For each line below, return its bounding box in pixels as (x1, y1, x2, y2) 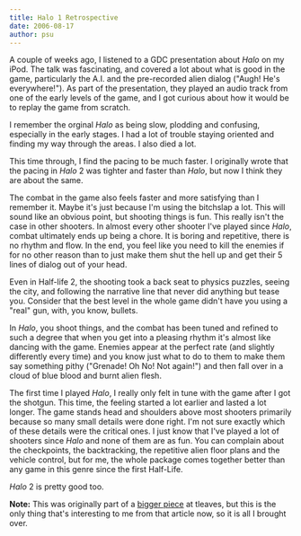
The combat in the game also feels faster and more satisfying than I (9, 192, 260, 203)
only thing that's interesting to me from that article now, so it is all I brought (9, 508, 287, 519)
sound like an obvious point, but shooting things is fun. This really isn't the (9, 212, 285, 223)
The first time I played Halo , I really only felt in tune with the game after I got (9, 388, 291, 399)
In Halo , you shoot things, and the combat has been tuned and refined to (9, 322, 279, 333)
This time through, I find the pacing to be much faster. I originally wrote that (9, 156, 289, 167)
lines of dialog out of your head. (9, 259, 128, 270)
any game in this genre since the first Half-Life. (9, 464, 183, 475)
